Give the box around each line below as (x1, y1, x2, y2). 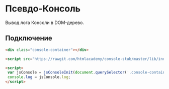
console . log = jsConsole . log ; (7, 74, 71, 80)
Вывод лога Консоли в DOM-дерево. (5, 19, 84, 25)
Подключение (5, 34, 53, 42)
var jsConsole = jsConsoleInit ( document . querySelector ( (7, 70, 127, 75)
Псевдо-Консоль (5, 3, 81, 14)
